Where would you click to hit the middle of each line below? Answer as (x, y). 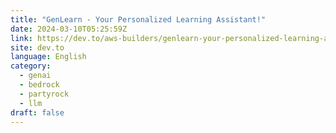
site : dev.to (37, 47)
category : (31, 66)
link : (21, 38)
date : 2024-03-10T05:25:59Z (69, 29)
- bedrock (39, 85)
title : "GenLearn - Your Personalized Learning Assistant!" (138, 19)
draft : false (37, 112)
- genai (35, 76)
